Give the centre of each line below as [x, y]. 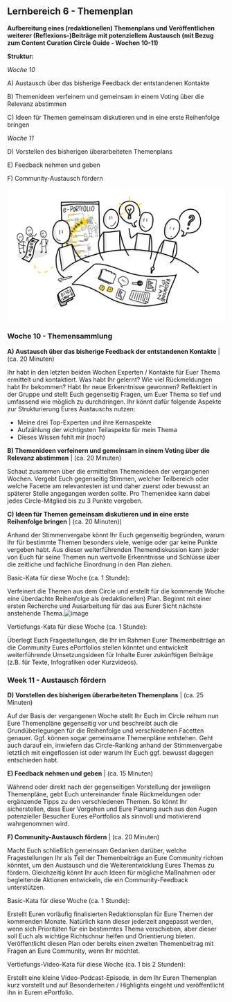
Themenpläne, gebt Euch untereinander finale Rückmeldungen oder [104, 794]
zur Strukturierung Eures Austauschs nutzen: [71, 409]
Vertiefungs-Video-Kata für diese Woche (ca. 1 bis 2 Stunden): [96, 965]
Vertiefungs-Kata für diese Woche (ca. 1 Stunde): [77, 627]
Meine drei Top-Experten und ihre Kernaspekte [84, 422]
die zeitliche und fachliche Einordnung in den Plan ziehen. [90, 564]
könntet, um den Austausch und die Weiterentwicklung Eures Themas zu [111, 866]
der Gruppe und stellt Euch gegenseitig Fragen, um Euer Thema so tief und [114, 394]
